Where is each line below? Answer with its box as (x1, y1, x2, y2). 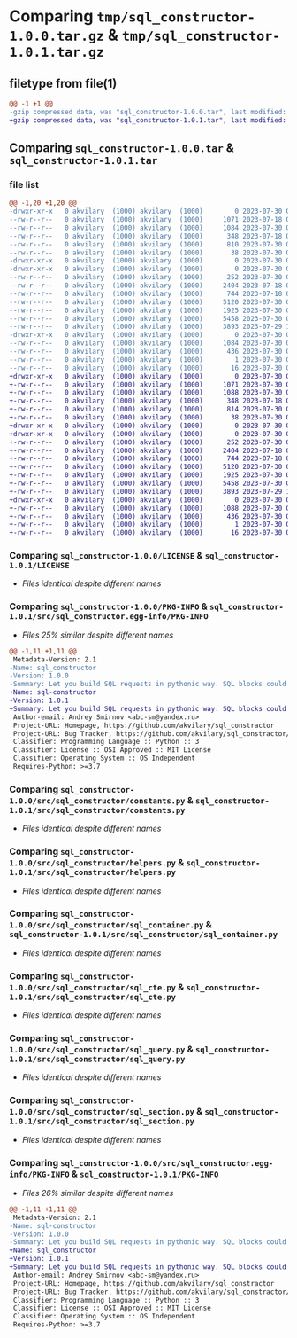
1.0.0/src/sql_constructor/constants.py (9, 795, 186, 806)
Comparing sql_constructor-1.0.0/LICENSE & (9, 550, 203, 562)
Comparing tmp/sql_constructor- (9, 6, 256, 27)
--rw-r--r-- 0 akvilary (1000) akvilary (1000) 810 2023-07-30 (9, 239, 283, 249)
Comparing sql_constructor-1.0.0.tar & (9, 140, 234, 156)
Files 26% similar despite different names (21, 1187, 174, 1198)
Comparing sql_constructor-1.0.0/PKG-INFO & (9, 600, 208, 613)
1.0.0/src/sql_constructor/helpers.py (9, 858, 177, 868)
